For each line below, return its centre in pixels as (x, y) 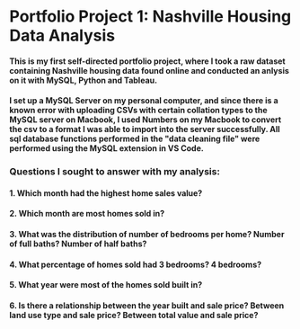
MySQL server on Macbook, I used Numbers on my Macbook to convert (146, 120)
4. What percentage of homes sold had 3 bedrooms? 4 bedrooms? (136, 264)
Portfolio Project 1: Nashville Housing (150, 17)
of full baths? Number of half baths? (78, 244)
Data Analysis (62, 36)
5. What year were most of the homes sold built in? (106, 285)
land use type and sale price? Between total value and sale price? (134, 315)
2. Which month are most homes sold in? (87, 214)
